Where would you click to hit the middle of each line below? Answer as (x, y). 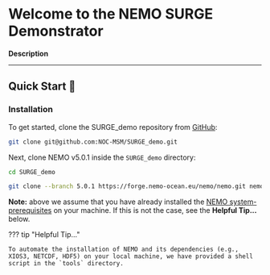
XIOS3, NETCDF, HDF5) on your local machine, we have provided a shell (131, 256)
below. (19, 219)
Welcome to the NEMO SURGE (111, 14)
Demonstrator (56, 31)
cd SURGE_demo (32, 172)
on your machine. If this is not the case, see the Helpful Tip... (155, 210)
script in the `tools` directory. (66, 264)
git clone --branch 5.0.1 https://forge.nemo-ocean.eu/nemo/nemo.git (127, 186)
